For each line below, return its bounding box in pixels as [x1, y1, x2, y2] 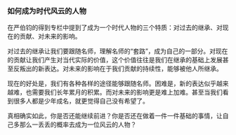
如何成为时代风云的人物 [7, 6, 86, 15]
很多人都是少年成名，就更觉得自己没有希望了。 [13, 97, 149, 106]
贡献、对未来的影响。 [19, 32, 81, 41]
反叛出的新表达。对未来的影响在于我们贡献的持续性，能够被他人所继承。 [13, 64, 223, 73]
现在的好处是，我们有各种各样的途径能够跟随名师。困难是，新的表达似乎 [7, 79, 216, 88]
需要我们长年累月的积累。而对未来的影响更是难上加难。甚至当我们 [31, 88, 223, 97]
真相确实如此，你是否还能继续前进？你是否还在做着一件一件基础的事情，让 [7, 112, 223, 120]
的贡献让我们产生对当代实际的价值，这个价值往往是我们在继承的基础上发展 [7, 56, 223, 64]
